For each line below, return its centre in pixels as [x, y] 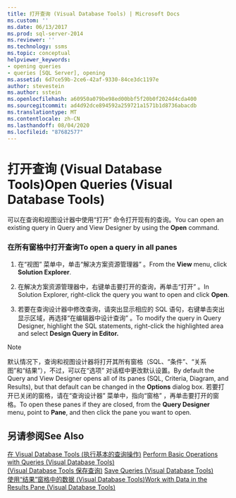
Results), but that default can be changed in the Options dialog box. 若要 [113, 387]
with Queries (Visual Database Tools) [61, 462]
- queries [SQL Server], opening [56, 73]
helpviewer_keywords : [39, 60]
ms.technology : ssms [38, 47]
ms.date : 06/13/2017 [38, 27]
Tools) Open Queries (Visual [90, 184]
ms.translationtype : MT [42, 112]
